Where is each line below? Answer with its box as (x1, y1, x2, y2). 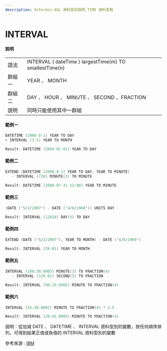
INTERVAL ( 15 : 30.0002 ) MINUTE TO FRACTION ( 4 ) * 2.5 (5, 305, 114, 310)
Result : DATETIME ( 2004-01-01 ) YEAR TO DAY (5, 146, 97, 151)
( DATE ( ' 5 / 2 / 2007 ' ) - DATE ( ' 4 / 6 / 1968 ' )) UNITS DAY (5, 206, 115, 211)
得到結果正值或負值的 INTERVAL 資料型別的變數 (18, 330, 116, 336)
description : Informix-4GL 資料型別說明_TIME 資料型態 (5, 7, 114, 12)
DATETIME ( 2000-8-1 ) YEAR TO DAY (5, 133, 75, 138)
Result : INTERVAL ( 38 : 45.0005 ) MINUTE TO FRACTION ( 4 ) (5, 314, 119, 319)
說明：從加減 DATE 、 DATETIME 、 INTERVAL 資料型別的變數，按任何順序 (5, 324, 158, 330)
